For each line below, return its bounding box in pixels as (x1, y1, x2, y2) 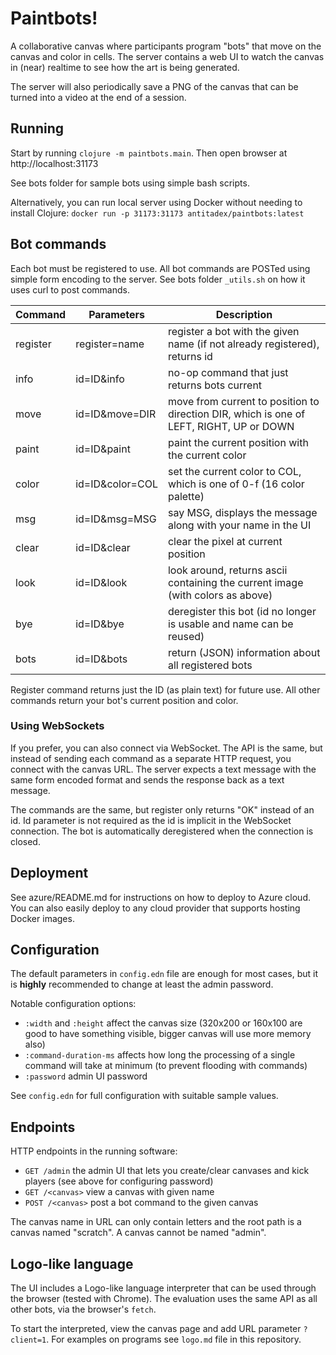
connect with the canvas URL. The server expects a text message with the (10, 763, 317, 775)
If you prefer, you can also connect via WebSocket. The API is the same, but (10, 742, 323, 754)
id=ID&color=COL (75, 477, 158, 491)
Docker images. (10, 912, 75, 924)
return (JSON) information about (167, 645, 321, 659)
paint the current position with (167, 435, 309, 449)
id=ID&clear (75, 540, 131, 554)
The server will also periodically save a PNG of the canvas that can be (10, 80, 299, 92)
